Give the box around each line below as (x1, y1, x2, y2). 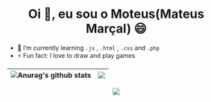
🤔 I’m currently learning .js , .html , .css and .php (17, 43, 160, 52)
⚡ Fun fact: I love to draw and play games (17, 51, 136, 59)
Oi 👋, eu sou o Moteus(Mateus (28, 6, 205, 22)
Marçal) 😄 (85, 21, 147, 37)
